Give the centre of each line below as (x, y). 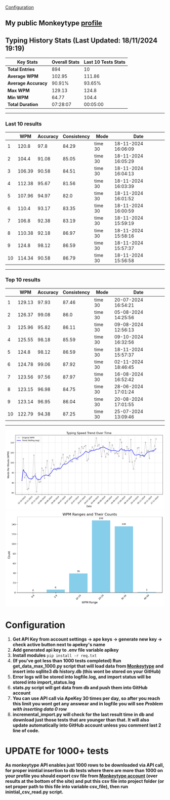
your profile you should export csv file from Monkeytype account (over (81, 776)
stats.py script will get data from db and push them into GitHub (80, 687)
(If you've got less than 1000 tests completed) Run (67, 660)
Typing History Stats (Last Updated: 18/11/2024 (81, 40)
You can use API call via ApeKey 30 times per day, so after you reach (86, 698)
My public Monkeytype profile (54, 23)
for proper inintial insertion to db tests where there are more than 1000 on (84, 770)
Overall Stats (66, 62)
